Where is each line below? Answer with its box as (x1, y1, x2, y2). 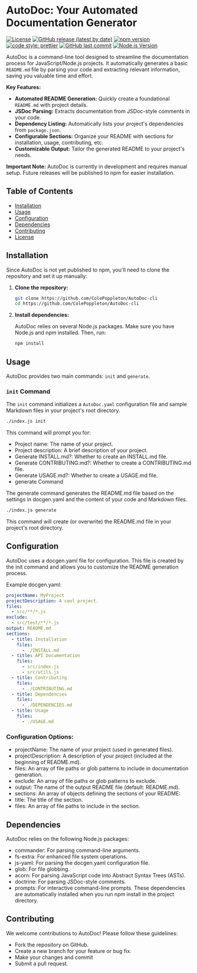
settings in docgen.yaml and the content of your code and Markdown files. (6, 496, 188, 503)
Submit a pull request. (14, 960, 68, 967)
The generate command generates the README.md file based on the (6, 489, 174, 497)
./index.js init (6, 419, 46, 425)
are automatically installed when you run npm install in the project (14, 890, 175, 897)
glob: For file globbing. (14, 866, 70, 873)
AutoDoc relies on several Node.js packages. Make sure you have (14, 323, 175, 330)
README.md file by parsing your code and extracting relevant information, (6, 66, 180, 73)
